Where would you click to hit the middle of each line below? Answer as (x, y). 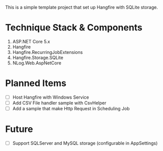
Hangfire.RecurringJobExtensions (48, 52)
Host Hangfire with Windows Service (51, 97)
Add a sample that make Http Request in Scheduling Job (71, 108)
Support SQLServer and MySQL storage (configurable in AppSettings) (85, 143)
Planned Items (36, 83)
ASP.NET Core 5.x (31, 41)
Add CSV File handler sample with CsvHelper (59, 103)
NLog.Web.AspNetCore (37, 63)
